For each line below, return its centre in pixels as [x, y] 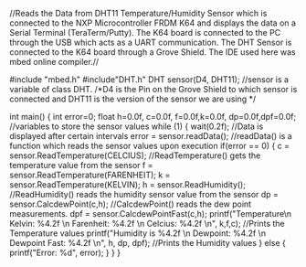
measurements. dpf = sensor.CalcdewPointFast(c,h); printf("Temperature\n [151, 214]
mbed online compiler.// [54, 62]
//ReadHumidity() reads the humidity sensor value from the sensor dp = [144, 194]
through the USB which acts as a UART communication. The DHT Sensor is [151, 42]
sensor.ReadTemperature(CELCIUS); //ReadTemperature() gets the [135, 155]
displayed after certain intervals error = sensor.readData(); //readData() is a [151, 136]
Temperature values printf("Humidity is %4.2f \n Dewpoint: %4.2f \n [138, 233]
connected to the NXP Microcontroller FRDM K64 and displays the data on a [153, 23]
